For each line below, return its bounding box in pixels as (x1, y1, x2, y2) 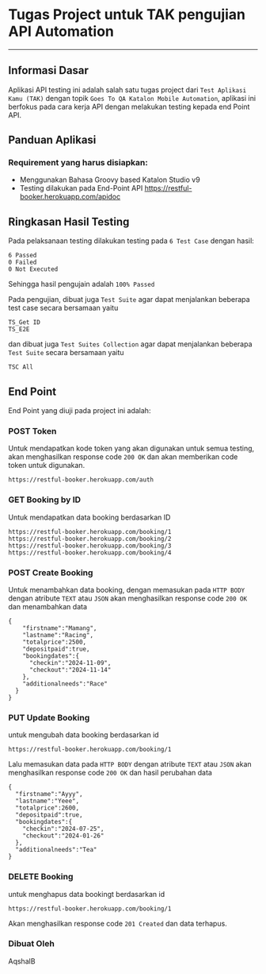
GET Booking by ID (8, 494, 82, 505)
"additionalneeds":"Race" (22, 679, 108, 688)
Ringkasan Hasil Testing (8, 215, 130, 228)
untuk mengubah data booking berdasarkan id (8, 730, 160, 740)
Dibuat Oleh (8, 938, 55, 949)
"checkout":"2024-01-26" (22, 832, 104, 840)
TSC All (8, 363, 34, 371)
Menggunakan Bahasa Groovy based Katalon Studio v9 (19, 175, 200, 184)
